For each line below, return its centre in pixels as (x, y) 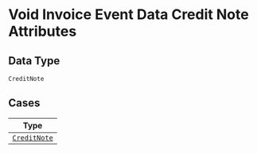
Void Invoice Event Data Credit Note (128, 15)
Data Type (34, 61)
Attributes (43, 31)
